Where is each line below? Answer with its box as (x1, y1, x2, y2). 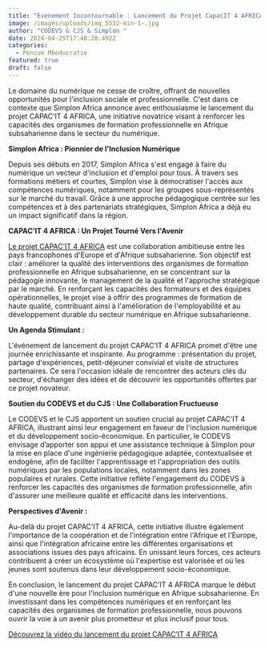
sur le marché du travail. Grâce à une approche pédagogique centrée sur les (8, 193, 260, 203)
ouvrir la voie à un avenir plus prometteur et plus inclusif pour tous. (8, 613, 230, 623)
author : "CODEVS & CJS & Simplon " (8, 26, 127, 34)
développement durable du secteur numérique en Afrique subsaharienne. (8, 309, 251, 319)
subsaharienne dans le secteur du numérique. (8, 128, 160, 138)
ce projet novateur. (8, 383, 70, 392)
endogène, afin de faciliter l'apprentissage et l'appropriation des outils (8, 456, 240, 466)
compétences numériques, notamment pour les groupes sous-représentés (8, 185, 255, 195)
